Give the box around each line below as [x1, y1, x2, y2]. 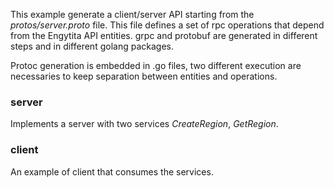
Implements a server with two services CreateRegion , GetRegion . [10, 118, 279, 130]
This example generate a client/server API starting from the [10, 9, 255, 20]
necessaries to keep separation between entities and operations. [10, 70, 278, 82]
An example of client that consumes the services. [10, 165, 214, 178]
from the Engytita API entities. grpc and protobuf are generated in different [10, 30, 318, 41]
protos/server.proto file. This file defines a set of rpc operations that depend [10, 19, 325, 31]
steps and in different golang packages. [10, 40, 174, 52]
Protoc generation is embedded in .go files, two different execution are [10, 60, 302, 71]
